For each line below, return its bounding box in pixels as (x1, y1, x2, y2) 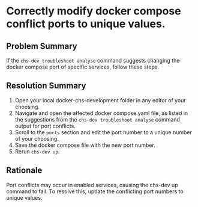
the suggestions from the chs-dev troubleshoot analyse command (14, 116, 180, 123)
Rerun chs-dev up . (14, 147, 60, 155)
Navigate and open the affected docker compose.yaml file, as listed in (14, 110, 188, 117)
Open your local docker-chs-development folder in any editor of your (14, 96, 186, 103)
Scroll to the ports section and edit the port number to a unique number (14, 128, 192, 136)
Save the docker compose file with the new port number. (14, 141, 156, 149)
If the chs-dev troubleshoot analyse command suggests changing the (6, 57, 180, 64)
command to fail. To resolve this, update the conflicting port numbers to (6, 188, 184, 195)
